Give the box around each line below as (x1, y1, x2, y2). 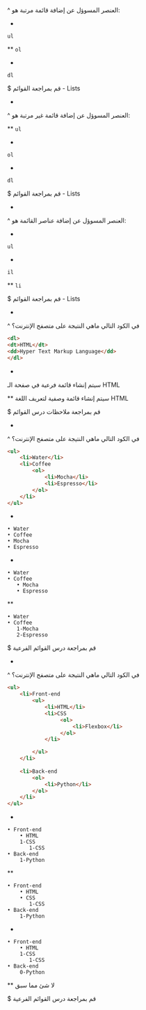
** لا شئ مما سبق (7, 981, 55, 990)
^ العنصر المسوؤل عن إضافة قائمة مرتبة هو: (7, 6, 120, 14)
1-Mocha (16, 625, 39, 632)
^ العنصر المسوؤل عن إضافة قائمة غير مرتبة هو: (7, 111, 131, 119)
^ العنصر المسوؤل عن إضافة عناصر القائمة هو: (7, 216, 127, 225)
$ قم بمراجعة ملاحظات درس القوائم (7, 407, 101, 416)
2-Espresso (16, 632, 49, 639)
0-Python (19, 969, 45, 976)
